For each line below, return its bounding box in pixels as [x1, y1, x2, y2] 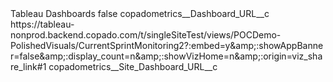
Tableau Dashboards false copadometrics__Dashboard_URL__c [10, 8, 270, 19]
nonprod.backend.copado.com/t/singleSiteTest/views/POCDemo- [10, 29, 282, 41]
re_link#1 [10, 61, 47, 72]
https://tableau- [10, 18, 75, 30]
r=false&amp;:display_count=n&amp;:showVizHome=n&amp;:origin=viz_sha [10, 50, 323, 62]
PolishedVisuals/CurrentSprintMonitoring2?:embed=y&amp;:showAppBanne [10, 40, 324, 51]
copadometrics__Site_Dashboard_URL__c [48, 61, 218, 72]
